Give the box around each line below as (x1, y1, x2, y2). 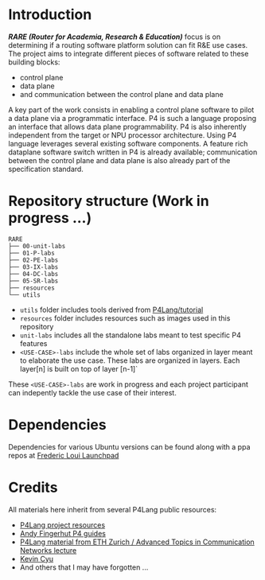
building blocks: (8, 57, 60, 67)
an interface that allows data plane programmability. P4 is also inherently (8, 122, 247, 131)
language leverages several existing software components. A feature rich (8, 138, 248, 148)
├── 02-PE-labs (8, 256, 59, 264)
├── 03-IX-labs (8, 263, 59, 271)
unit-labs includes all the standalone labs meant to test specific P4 (19, 330, 241, 340)
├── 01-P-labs (8, 249, 56, 257)
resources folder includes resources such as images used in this (19, 313, 231, 323)
